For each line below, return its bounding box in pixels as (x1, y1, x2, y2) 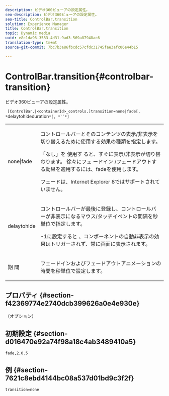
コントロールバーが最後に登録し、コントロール (40, 205, 152, 212)
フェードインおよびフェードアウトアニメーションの (40, 260, 161, 267)
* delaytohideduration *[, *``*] (5, 113, 69, 119)
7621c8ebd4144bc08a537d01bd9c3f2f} (5, 374, 134, 382)
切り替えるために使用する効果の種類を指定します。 (40, 138, 161, 145)
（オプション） (5, 313, 36, 319)
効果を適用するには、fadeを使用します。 (45, 165, 142, 172)
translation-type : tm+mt (5, 40, 57, 45)
